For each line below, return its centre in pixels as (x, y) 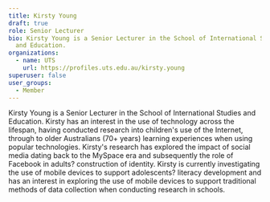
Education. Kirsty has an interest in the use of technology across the (121, 122)
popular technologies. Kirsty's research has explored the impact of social (129, 147)
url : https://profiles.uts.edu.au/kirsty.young (104, 68)
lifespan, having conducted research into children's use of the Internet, (126, 130)
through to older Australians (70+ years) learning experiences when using (131, 139)
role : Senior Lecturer (46, 30)
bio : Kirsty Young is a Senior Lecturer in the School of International (133, 38)
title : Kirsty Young (43, 16)
